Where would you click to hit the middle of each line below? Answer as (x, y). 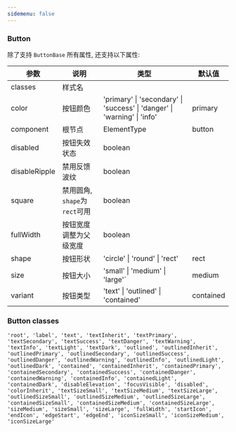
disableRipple (33, 171)
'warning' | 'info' (130, 117)
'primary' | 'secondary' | (143, 99)
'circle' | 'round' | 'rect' (141, 258)
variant (22, 295)
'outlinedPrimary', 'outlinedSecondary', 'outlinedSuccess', (99, 354)
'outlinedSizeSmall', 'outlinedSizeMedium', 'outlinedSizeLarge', (106, 397)
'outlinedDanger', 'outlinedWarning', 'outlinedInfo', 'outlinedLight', (116, 360)
